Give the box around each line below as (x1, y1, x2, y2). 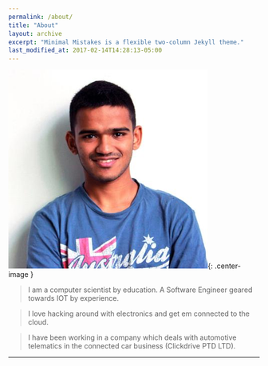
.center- (214, 261, 242, 271)
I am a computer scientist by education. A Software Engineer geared (27, 285, 253, 294)
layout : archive (8, 29, 62, 37)
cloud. (27, 317, 49, 327)
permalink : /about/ (8, 13, 73, 21)
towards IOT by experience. (27, 294, 120, 303)
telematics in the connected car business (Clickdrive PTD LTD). (27, 341, 236, 351)
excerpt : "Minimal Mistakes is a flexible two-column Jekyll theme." (8, 38, 245, 46)
